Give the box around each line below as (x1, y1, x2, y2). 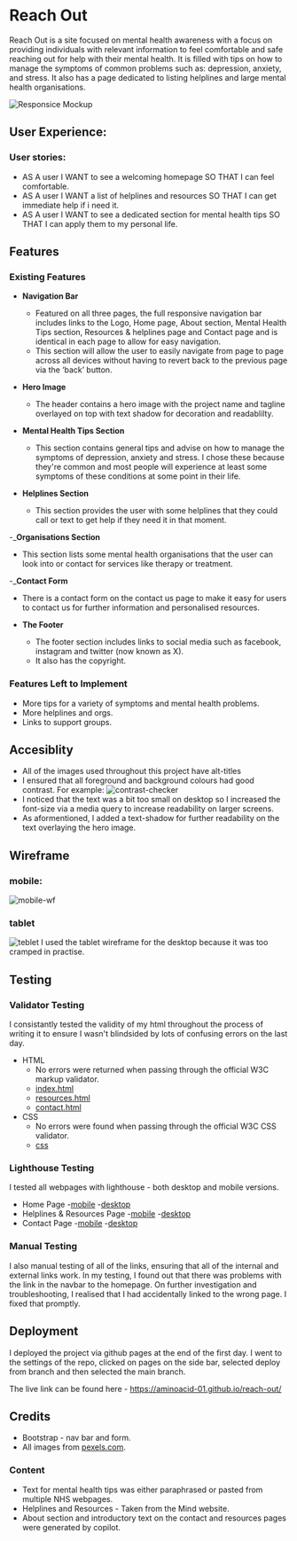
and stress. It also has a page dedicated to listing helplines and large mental (9, 72, 286, 82)
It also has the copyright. (35, 655, 127, 666)
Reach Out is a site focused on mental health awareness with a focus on (9, 35, 273, 45)
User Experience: (9, 125, 107, 140)
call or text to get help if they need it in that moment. (35, 515, 227, 526)
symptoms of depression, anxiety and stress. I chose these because (35, 452, 285, 463)
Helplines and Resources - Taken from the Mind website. (21, 1503, 231, 1514)
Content (9, 1464, 46, 1476)
